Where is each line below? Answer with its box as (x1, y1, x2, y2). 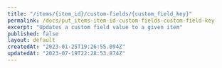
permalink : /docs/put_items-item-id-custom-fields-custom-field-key (7, 17, 215, 24)
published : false (7, 30, 59, 38)
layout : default (7, 37, 55, 44)
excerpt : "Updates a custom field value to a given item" (7, 23, 183, 30)
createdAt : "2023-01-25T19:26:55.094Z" (7, 43, 126, 50)
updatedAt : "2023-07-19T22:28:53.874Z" (7, 50, 126, 57)
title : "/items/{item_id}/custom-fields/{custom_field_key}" (7, 10, 193, 18)
